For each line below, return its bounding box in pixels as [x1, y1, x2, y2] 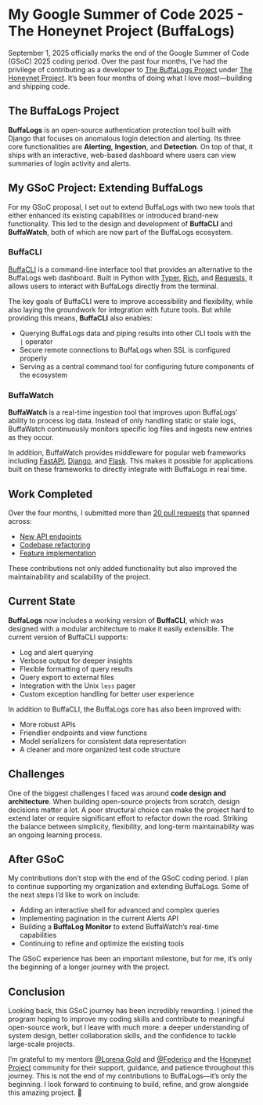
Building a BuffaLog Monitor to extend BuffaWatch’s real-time [19, 922, 219, 931]
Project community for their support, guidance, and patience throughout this [8, 1063, 254, 1073]
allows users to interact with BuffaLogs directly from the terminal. [8, 281, 219, 291]
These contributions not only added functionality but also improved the [8, 563, 237, 573]
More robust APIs [19, 719, 76, 729]
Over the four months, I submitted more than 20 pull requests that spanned [8, 508, 250, 518]
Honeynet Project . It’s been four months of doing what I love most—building [8, 73, 253, 82]
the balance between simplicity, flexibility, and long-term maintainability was [8, 821, 254, 831]
